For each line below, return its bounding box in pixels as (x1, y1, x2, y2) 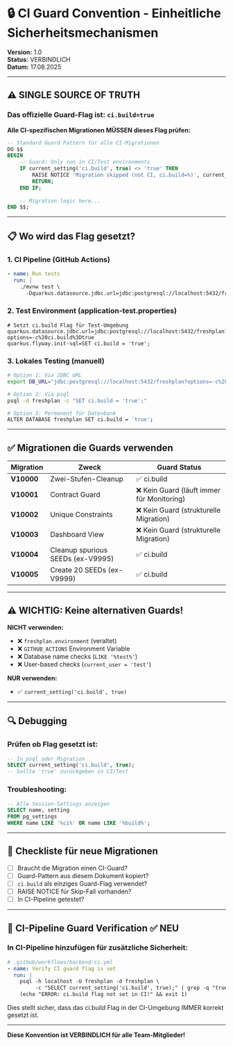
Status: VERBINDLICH (7, 55, 71, 63)
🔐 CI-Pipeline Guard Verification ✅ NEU (7, 922, 179, 934)
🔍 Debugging (7, 715, 67, 727)
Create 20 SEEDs (49, 565, 107, 575)
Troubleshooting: (7, 784, 67, 794)
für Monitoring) (136, 494, 186, 504)
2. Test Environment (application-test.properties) (7, 306, 177, 316)
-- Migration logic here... (19, 197, 101, 205)
